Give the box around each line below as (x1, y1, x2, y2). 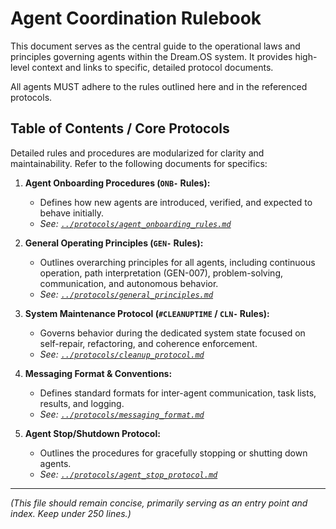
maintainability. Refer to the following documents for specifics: (10, 157, 268, 169)
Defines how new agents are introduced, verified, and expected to (39, 196, 313, 208)
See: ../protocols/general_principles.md (39, 288, 214, 300)
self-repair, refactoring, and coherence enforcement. (39, 337, 258, 349)
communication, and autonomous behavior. (39, 277, 219, 289)
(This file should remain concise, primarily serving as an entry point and (10, 497, 308, 509)
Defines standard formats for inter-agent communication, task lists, (39, 387, 317, 399)
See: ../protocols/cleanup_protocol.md (39, 348, 205, 360)
